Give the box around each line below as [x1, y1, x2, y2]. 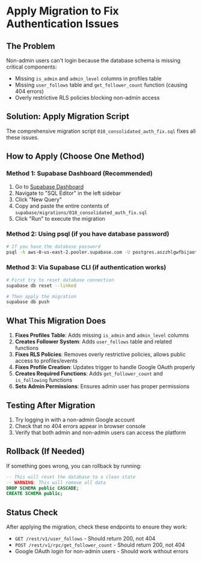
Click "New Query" [14, 195, 62, 203]
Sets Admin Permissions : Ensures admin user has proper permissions [14, 383, 190, 390]
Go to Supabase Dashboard [14, 183, 84, 190]
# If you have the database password [6, 244, 101, 250]
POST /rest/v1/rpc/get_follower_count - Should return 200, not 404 [14, 541, 185, 548]
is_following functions [14, 376, 73, 384]
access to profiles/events [14, 357, 78, 364]
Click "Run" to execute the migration [14, 215, 105, 222]
